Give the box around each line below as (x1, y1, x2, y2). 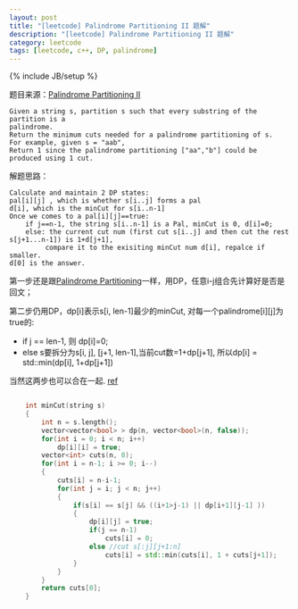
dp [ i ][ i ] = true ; (56, 443, 122, 452)
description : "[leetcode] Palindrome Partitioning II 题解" (9, 29, 235, 38)
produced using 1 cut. (9, 154, 94, 163)
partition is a (9, 115, 66, 124)
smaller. (9, 251, 42, 260)
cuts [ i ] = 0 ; (104, 534, 153, 543)
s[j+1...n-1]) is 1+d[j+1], (9, 236, 114, 245)
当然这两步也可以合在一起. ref (9, 376, 119, 387)
